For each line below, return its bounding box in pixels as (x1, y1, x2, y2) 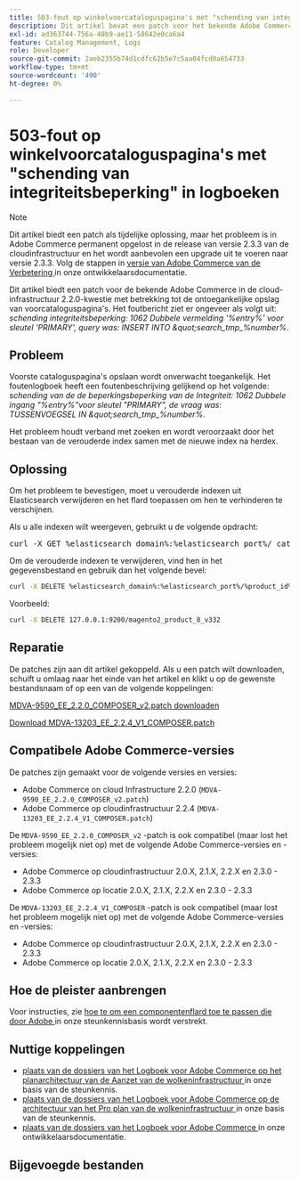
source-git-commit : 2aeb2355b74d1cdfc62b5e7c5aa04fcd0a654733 (9, 54, 245, 63)
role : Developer (9, 46, 69, 55)
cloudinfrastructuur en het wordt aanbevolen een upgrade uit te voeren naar (9, 248, 289, 258)
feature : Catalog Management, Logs (9, 37, 141, 47)
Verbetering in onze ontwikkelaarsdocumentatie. (9, 266, 188, 277)
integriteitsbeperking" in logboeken (9, 182, 280, 202)
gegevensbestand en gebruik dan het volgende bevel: (9, 565, 207, 575)
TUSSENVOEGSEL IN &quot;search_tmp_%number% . (9, 409, 206, 419)
